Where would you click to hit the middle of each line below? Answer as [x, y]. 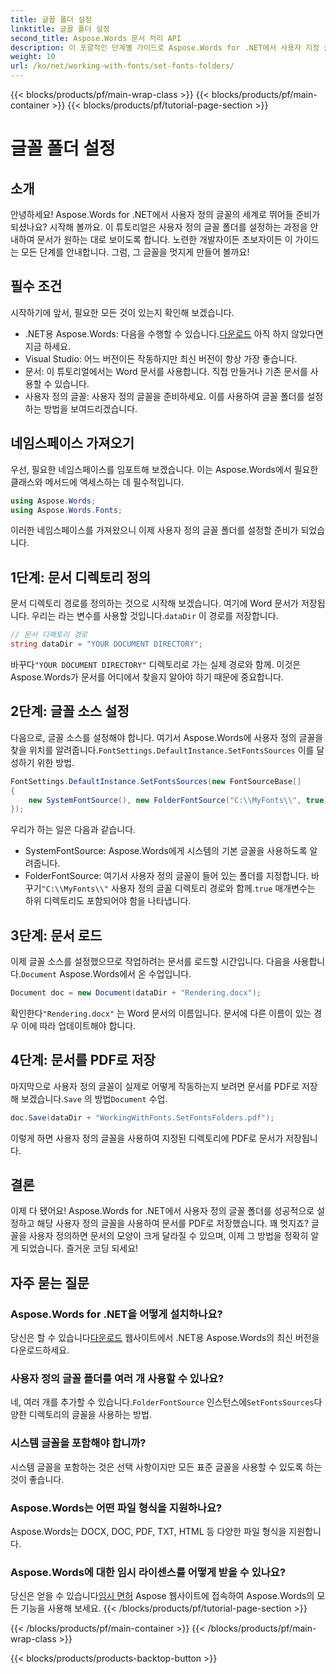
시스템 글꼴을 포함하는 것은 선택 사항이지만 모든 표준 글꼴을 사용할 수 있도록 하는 [166, 1467]
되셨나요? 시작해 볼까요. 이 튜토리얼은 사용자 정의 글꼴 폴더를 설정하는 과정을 [159, 227]
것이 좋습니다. [37, 1479]
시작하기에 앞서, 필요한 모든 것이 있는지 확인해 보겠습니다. [122, 312]
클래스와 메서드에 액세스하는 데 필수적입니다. [97, 482]
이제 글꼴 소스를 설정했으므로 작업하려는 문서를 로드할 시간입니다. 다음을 [150, 962]
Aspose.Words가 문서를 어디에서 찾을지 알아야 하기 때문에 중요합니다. [147, 677]
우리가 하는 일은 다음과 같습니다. [73, 830]
